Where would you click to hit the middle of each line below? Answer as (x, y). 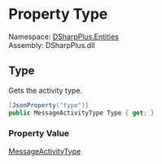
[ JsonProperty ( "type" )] (49, 105)
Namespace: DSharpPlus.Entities (64, 37)
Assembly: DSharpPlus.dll (52, 45)
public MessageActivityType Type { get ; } (81, 113)
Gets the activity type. (46, 90)
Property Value (39, 133)
